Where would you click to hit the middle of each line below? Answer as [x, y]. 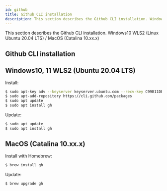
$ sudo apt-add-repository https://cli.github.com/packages [69, 96]
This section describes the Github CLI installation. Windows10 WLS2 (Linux [82, 33]
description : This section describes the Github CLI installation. [77, 19]
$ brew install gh [24, 165]
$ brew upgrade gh [24, 184]
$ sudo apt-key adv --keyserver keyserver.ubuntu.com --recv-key [74, 92]
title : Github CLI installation [39, 14]
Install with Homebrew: [29, 156]
